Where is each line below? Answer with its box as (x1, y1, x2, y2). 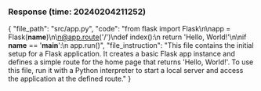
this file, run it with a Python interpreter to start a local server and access (8, 66, 244, 75)
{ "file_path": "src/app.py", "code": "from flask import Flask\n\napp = (8, 24, 231, 34)
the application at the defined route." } (8, 74, 132, 84)
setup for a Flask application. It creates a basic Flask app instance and (8, 49, 235, 59)
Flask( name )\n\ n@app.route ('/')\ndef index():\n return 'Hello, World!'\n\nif (8, 32, 247, 42)
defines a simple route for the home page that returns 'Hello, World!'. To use (8, 57, 254, 67)
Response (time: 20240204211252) (8, 6, 147, 17)
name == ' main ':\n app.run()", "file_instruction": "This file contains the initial (8, 41, 254, 50)
